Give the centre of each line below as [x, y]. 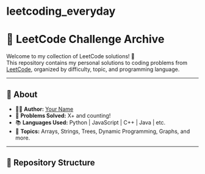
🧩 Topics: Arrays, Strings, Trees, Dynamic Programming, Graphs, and [103, 131]
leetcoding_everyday [61, 11]
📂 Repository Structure [51, 163]
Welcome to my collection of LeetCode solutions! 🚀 [71, 56]
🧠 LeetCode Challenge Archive [85, 40]
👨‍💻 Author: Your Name [44, 109]
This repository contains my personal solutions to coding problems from [97, 63]
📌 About [22, 94]
